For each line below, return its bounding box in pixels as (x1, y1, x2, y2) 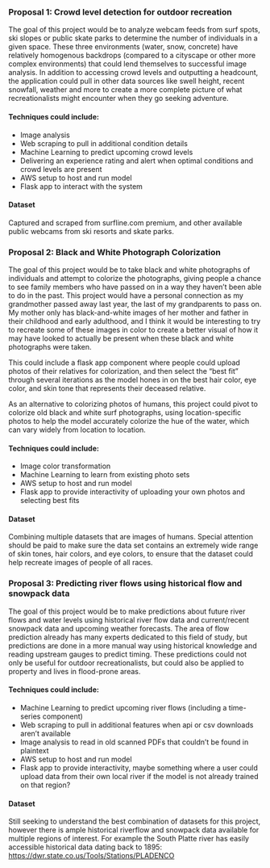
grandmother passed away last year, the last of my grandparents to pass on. (8, 300, 262, 308)
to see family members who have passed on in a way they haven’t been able (8, 282, 262, 291)
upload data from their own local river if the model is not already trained (19, 771, 260, 781)
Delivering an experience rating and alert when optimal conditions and (19, 156, 254, 166)
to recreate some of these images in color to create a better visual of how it (8, 325, 259, 334)
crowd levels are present (19, 164, 102, 174)
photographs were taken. (8, 342, 92, 351)
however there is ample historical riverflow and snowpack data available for (8, 825, 260, 835)
